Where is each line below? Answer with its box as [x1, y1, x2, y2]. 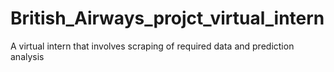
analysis [10, 50, 45, 62]
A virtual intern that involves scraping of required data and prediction [10, 40, 295, 52]
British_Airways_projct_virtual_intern [10, 7, 325, 30]
